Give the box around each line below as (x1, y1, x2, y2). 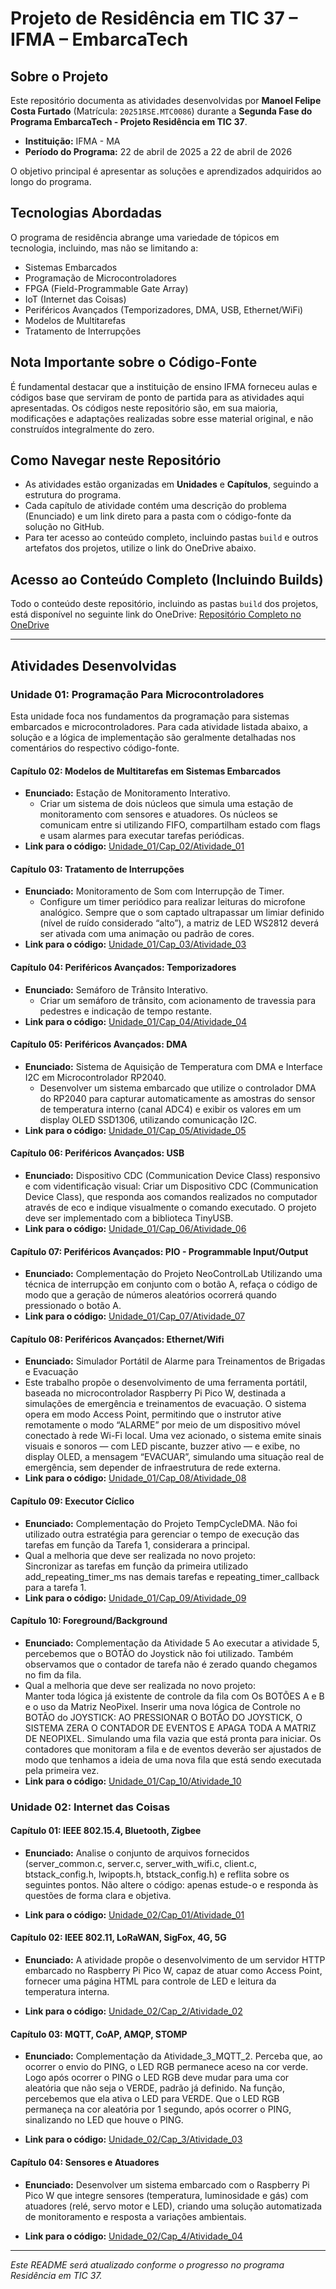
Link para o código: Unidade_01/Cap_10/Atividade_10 (24, 1775, 242, 1787)
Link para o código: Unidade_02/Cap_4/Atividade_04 (24, 2230, 243, 2242)
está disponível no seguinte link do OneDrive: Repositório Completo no (10, 608, 302, 621)
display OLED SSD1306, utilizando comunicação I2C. (39, 1113, 258, 1126)
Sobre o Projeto (10, 68, 109, 85)
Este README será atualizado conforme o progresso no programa (10, 2258, 285, 2271)
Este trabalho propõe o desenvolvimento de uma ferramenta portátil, (24, 1377, 308, 1389)
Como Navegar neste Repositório (10, 452, 222, 469)
